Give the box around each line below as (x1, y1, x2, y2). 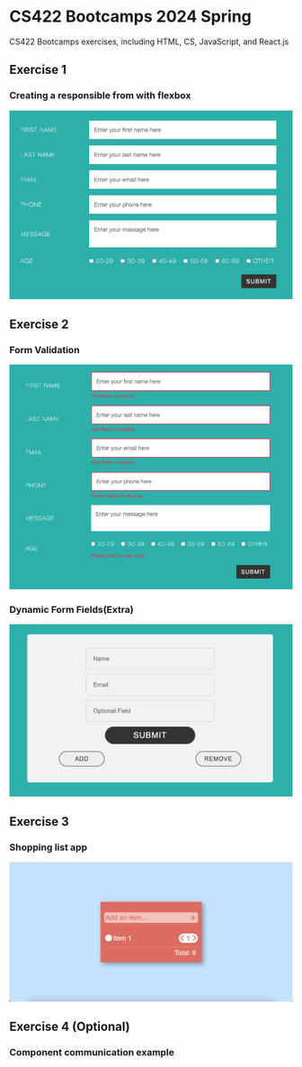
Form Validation (9, 343, 80, 356)
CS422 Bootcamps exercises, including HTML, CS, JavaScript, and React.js (9, 36, 289, 47)
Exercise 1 (9, 62, 67, 78)
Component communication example (9, 1046, 175, 1059)
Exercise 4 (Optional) (9, 1019, 130, 1035)
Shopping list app (9, 841, 88, 853)
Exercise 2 (9, 317, 69, 333)
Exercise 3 (9, 814, 69, 830)
